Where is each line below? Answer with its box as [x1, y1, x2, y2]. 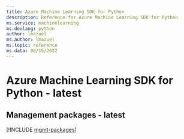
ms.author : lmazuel [6, 37, 55, 43]
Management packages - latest [6, 110, 126, 120]
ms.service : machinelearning [6, 20, 79, 26]
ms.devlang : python [6, 25, 55, 32]
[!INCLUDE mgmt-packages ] [6, 126, 77, 133]
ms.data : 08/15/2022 [6, 48, 58, 54]
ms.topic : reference [6, 43, 58, 49]
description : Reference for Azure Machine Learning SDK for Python [6, 14, 179, 20]
